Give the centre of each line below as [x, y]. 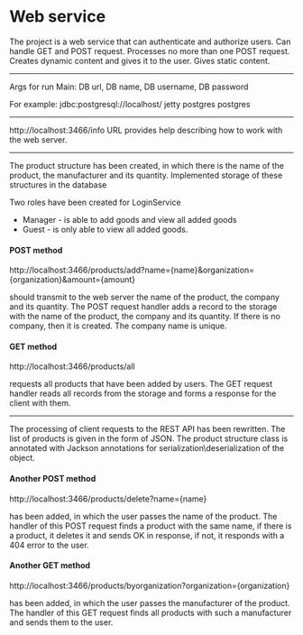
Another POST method [53, 478]
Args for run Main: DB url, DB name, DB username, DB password [129, 87]
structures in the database [58, 184]
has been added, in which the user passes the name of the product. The [143, 516]
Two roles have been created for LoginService [96, 202]
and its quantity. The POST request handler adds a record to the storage [143, 307]
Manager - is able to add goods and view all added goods [129, 219]
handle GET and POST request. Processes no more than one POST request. [150, 51]
